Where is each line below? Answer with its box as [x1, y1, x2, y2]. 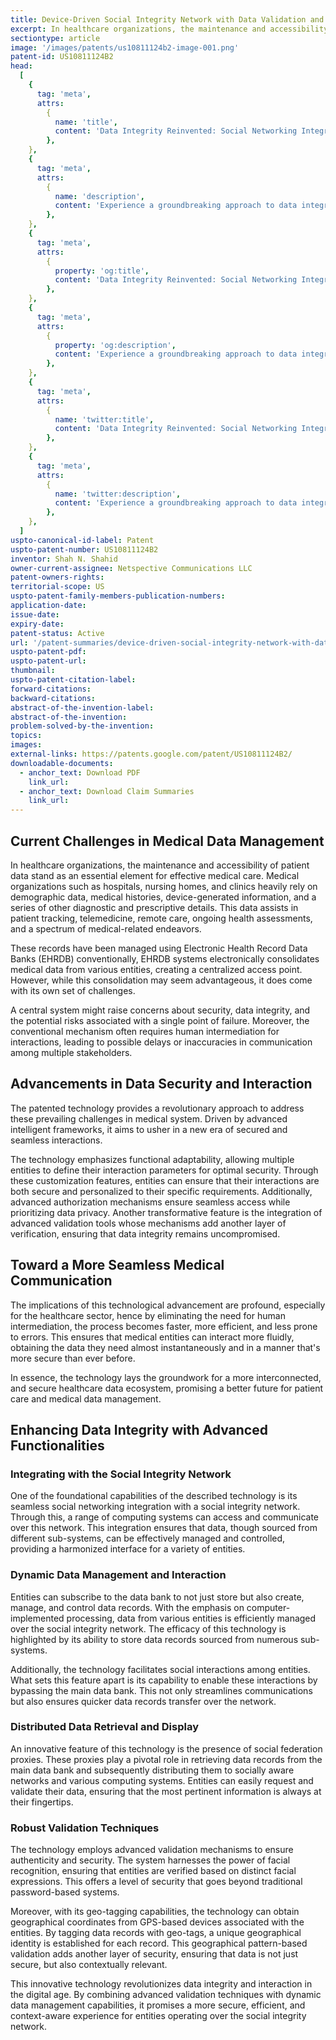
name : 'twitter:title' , [54, 414, 155, 425]
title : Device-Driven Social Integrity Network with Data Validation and [10, 14, 325, 25]
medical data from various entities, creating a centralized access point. [10, 963, 303, 975]
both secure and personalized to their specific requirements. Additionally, [10, 1185, 313, 1197]
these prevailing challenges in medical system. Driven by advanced [10, 1112, 288, 1125]
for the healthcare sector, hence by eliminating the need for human [10, 1309, 286, 1321]
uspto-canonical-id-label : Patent [10, 535, 155, 545]
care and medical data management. [10, 1392, 162, 1405]
